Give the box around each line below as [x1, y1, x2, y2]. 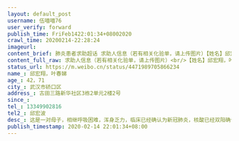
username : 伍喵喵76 [7, 17, 62, 24]
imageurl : [7, 43, 37, 51]
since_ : [7, 97, 31, 104]
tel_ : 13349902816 [7, 103, 62, 110]
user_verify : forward [7, 23, 72, 31]
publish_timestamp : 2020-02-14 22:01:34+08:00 [7, 122, 148, 130]
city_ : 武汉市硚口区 [7, 83, 62, 90]
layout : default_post [7, 10, 72, 18]
